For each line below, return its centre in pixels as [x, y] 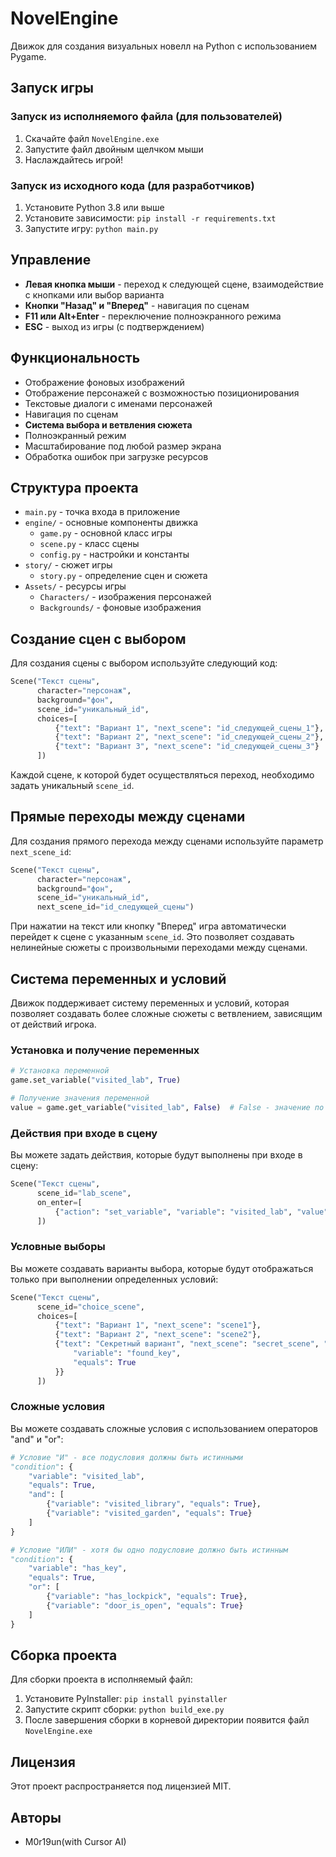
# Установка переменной [60, 1071]
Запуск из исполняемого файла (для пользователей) [146, 117]
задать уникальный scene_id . [72, 786]
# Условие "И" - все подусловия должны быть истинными [127, 1457]
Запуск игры [52, 88]
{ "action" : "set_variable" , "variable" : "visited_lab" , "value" [191, 1212]
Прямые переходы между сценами [128, 817]
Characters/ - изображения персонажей [125, 597]
